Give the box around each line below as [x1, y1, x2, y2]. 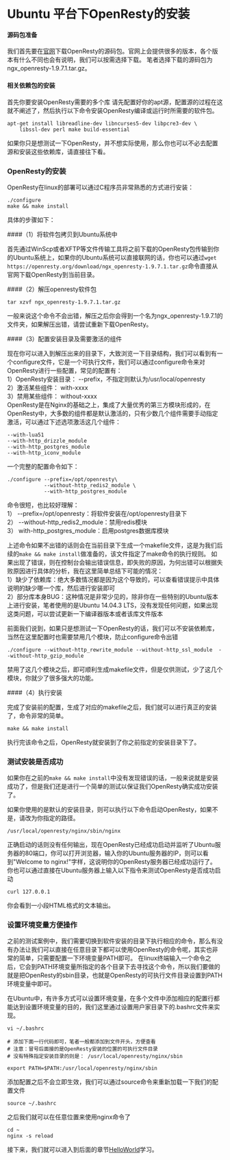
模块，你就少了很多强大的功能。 [7, 674, 97, 682]
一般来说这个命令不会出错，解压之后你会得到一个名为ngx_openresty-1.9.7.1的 [7, 311, 223, 319]
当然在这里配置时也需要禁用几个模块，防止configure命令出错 [7, 632, 179, 641]
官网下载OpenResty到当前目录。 [7, 270, 99, 278]
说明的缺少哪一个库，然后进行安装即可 [7, 584, 115, 592]
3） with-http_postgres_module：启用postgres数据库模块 [7, 526, 169, 534]
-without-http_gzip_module [7, 652, 84, 659]
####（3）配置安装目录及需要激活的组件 [7, 334, 123, 343]
